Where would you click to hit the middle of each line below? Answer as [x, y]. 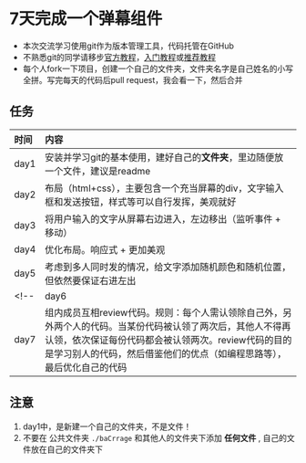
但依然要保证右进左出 [90, 280]
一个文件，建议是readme [97, 171]
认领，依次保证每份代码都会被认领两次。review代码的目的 [168, 340]
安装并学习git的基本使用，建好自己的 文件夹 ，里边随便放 [164, 157]
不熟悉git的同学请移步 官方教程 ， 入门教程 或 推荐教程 [119, 57]
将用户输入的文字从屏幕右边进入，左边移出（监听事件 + [163, 218]
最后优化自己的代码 [86, 367]
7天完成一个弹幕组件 [86, 19]
